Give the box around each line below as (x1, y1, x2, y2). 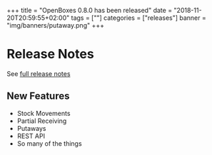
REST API (16, 132, 46, 140)
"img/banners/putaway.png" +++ (6, 21, 105, 29)
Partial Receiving (16, 117, 67, 125)
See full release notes (6, 69, 71, 77)
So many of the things (16, 139, 83, 148)
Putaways (16, 124, 46, 132)
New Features (6, 90, 70, 102)
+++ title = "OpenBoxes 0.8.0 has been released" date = (6, 6, 173, 14)
